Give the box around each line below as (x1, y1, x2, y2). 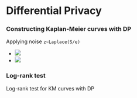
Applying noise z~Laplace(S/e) (6, 38, 81, 45)
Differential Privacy (6, 4, 102, 17)
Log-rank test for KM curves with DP (6, 85, 95, 92)
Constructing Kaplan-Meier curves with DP (6, 25, 132, 33)
